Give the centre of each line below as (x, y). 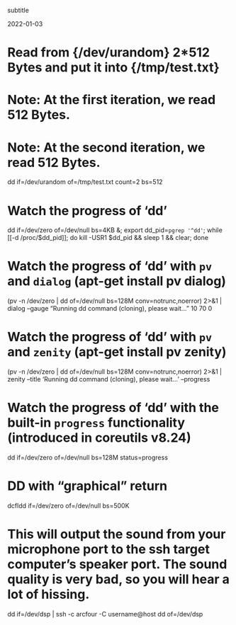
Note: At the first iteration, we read (112, 100)
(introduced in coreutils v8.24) (99, 438)
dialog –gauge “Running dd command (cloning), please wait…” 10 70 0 (110, 309)
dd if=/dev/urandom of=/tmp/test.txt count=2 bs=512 (85, 182)
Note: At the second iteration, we (106, 147)
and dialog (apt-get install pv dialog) (117, 281)
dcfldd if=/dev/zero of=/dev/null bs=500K (68, 506)
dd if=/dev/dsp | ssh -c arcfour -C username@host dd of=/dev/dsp (105, 614)
